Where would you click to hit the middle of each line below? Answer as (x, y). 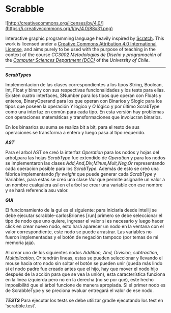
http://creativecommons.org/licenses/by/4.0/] (56, 23)
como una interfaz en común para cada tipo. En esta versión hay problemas (85, 112)
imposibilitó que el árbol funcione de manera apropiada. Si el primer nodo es (85, 285)
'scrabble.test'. (21, 306)
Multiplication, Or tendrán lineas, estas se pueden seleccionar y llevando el (84, 258)
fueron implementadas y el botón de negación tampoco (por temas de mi (82, 237)
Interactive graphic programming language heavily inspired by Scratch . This (85, 38)
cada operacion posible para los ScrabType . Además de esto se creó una (82, 168)
